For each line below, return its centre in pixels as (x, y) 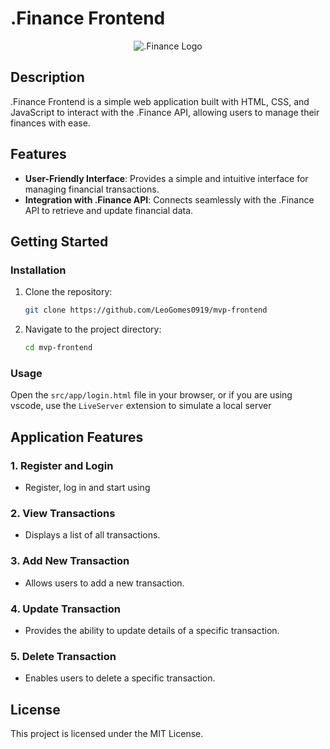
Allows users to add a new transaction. (104, 583)
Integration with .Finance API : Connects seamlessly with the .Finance (169, 199)
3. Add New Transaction (70, 561)
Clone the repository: (68, 292)
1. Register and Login (62, 465)
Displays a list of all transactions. (92, 535)
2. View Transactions (63, 513)
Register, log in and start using (87, 487)
